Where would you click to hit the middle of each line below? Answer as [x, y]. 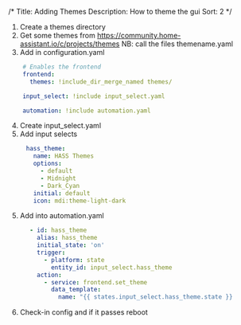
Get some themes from [57, 35]
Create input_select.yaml [60, 126]
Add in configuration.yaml [62, 52]
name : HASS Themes [63, 156]
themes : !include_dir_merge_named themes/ [101, 82]
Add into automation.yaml [62, 216]
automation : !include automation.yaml [87, 111]
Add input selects [49, 134]
